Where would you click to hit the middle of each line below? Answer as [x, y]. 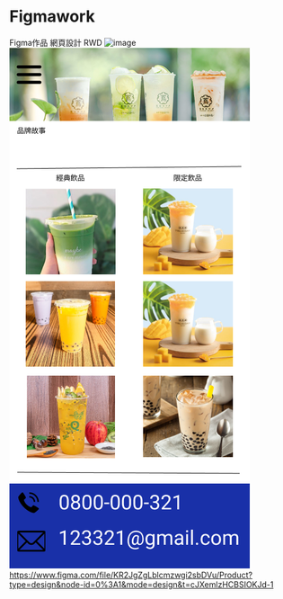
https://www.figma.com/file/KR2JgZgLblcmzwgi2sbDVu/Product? [131, 575]
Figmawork [53, 17]
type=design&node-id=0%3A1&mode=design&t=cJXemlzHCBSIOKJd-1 [141, 584]
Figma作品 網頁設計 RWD [56, 42]
